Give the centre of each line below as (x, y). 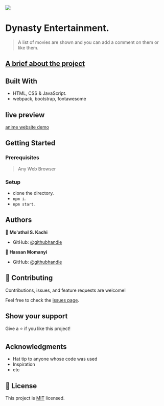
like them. (28, 47)
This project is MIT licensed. (35, 398)
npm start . (24, 204)
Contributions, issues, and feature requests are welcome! (66, 290)
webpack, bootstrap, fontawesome (49, 99)
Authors (19, 220)
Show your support (37, 316)
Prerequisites (22, 158)
